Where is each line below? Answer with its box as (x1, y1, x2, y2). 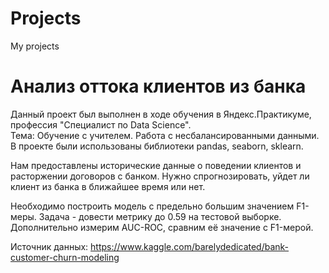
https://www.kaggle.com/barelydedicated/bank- (90, 240, 290, 252)
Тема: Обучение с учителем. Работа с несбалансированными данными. (10, 129, 320, 141)
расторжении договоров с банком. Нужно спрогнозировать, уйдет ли (10, 170, 310, 182)
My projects (10, 40, 60, 52)
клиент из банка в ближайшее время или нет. (10, 180, 206, 192)
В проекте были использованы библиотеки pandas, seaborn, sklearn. (10, 140, 304, 152)
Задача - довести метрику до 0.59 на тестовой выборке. (38, 210, 282, 222)
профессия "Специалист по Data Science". (10, 118, 192, 131)
